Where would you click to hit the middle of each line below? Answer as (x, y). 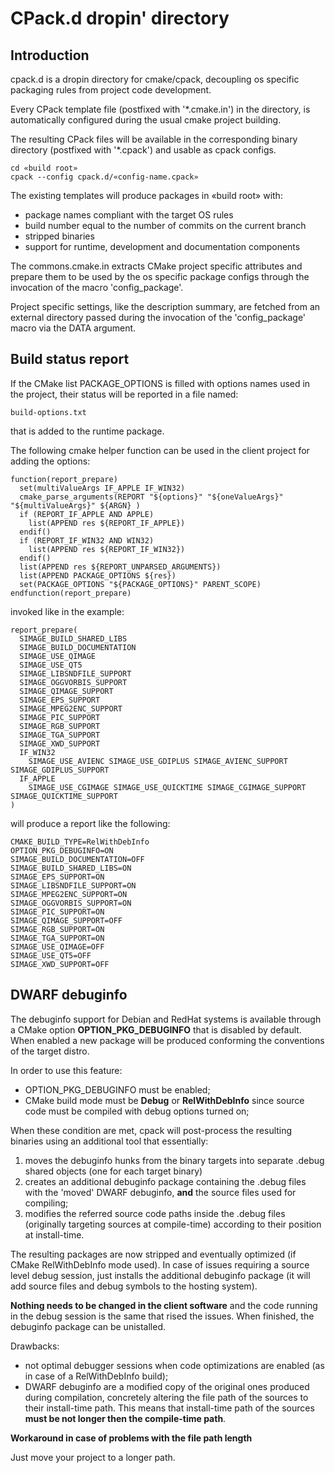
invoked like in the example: (67, 611)
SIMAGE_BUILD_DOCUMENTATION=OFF (77, 859)
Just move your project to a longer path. (93, 1457)
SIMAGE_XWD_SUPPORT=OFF (60, 964)
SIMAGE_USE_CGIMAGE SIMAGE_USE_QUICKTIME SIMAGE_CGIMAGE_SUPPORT (167, 787)
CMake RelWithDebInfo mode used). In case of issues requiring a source (160, 1264)
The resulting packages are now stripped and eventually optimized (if (153, 1254)
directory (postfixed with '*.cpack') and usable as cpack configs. (143, 150)
